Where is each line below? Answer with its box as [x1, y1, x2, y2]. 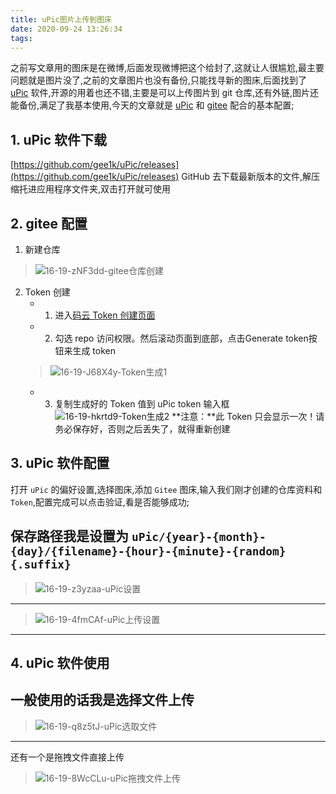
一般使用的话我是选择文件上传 [10, 692, 195, 709]
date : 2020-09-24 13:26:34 [10, 24, 123, 34]
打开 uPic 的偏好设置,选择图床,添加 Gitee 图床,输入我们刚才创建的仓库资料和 [10, 483, 323, 495]
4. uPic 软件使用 [10, 655, 110, 672]
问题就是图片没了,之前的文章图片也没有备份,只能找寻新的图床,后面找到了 [10, 74, 308, 86]
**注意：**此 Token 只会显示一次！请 [171, 411, 325, 422]
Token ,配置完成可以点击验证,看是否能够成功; [10, 496, 190, 508]
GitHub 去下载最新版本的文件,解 [181, 171, 312, 183]
